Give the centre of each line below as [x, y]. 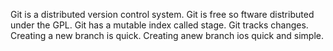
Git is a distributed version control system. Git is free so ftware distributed [162, 14]
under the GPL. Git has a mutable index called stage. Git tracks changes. [159, 25]
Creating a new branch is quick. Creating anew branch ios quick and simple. [167, 35]
